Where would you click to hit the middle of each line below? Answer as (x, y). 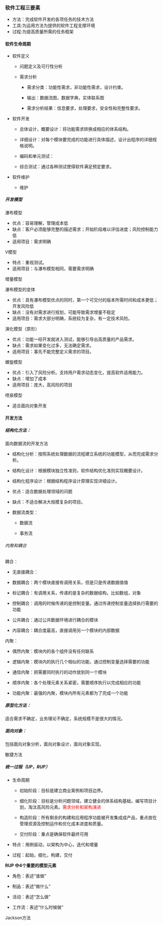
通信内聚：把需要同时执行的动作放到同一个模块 (59, 672)
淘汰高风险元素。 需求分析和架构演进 (65, 807)
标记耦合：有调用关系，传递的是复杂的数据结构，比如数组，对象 (76, 593)
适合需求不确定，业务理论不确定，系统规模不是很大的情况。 (65, 718)
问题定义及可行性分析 (41, 66)
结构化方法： (18, 430)
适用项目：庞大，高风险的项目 (42, 385)
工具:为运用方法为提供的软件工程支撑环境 (54, 26)
